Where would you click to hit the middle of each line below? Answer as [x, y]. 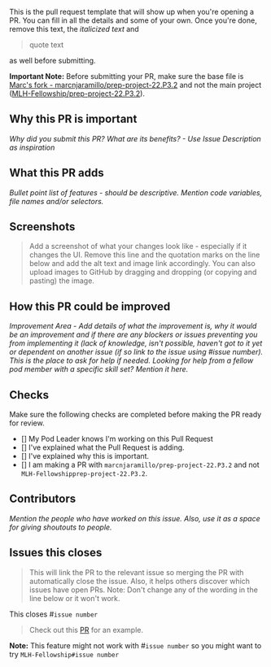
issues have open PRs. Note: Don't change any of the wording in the [144, 590]
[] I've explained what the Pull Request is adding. [103, 447]
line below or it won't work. [74, 598]
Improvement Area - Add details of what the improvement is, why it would [133, 326]
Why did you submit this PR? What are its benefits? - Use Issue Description [135, 138]
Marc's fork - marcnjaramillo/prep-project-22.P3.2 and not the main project [135, 85]
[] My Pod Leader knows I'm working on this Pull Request [117, 439]
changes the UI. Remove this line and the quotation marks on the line [144, 255]
